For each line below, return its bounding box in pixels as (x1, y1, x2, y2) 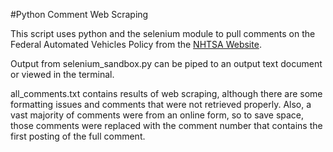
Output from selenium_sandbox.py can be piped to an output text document (10, 58, 323, 69)
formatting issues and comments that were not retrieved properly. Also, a (10, 99, 312, 110)
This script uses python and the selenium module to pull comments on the (10, 28, 316, 39)
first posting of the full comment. (10, 130, 146, 142)
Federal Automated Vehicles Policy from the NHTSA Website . (10, 39, 262, 50)
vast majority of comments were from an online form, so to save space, (10, 109, 305, 121)
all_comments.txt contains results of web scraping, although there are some (10, 88, 323, 99)
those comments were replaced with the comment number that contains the (10, 120, 323, 131)
